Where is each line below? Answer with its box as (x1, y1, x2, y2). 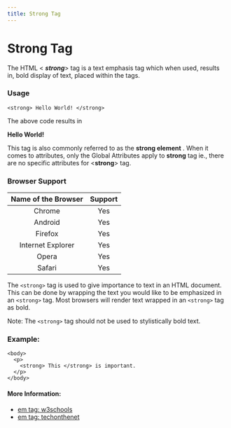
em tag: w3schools (17, 405, 73, 413)
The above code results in (7, 116, 83, 125)
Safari (37, 263, 57, 273)
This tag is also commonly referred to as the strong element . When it (7, 144, 209, 152)
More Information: (7, 389, 62, 398)
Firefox (35, 229, 59, 239)
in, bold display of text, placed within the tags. (7, 71, 140, 79)
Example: (7, 334, 40, 344)
